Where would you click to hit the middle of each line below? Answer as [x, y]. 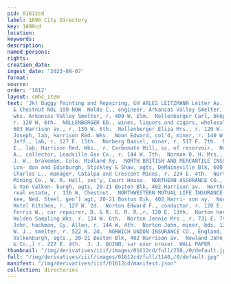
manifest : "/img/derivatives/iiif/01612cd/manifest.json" [92, 263]
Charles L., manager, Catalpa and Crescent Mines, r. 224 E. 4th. [110, 174]
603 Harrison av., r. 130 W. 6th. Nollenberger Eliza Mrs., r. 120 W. [118, 129]
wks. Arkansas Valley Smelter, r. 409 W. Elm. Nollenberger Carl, [112, 116]
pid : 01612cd [26, 13]
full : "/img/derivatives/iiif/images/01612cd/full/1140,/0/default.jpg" [113, 257]
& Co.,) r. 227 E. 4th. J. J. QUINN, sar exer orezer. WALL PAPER [112, 244]
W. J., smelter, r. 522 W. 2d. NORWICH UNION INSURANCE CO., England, [118, 232]
